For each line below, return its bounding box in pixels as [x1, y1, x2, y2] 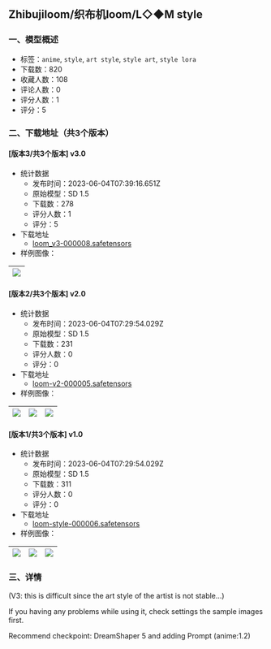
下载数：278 [32, 198, 75, 209]
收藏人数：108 [19, 74, 68, 84]
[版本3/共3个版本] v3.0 [8, 149, 87, 158]
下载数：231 [32, 340, 73, 349]
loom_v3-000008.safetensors [32, 238, 132, 248]
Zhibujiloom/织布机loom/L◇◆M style [8, 7, 203, 22]
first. [8, 615, 24, 625]
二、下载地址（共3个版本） [8, 127, 114, 138]
